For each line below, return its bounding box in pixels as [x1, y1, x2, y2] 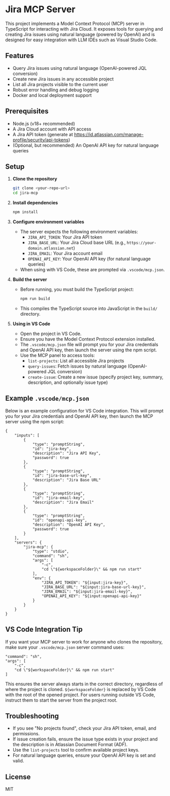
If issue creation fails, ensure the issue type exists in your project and [12, 736, 158, 742]
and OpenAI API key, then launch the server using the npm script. [20, 347, 157, 353]
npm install [12, 210, 38, 215]
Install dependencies [12, 200, 58, 206]
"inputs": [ [14, 432, 40, 438]
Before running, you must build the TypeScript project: [20, 287, 134, 292]
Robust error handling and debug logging [12, 87, 99, 93]
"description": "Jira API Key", [32, 450, 101, 456]
